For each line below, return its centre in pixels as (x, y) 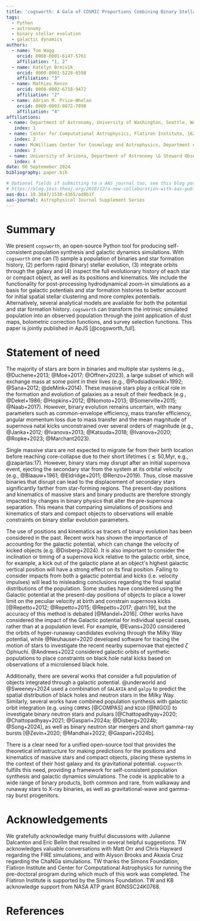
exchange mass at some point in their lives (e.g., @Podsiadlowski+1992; (95, 382)
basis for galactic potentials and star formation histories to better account (96, 290)
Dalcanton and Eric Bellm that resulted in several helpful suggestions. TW (96, 842)
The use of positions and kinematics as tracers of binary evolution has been (99, 531)
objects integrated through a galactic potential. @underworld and (86, 682)
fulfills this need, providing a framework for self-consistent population (92, 770)
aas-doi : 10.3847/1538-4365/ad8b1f (50, 194)
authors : (17, 45)
